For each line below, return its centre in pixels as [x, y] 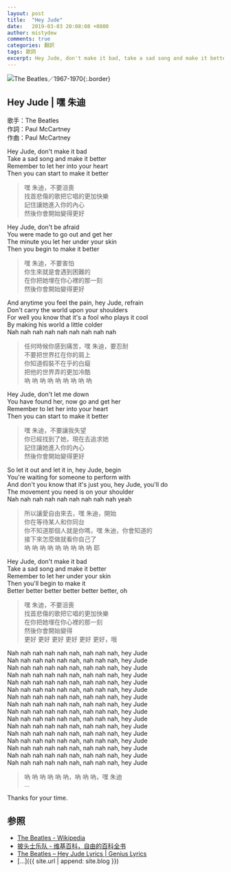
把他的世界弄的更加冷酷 [57, 371]
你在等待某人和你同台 [54, 522]
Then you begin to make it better [53, 249]
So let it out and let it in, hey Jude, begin [64, 470]
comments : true [29, 39]
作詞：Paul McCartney [39, 129]
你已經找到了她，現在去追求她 [66, 439]
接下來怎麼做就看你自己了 [60, 539]
